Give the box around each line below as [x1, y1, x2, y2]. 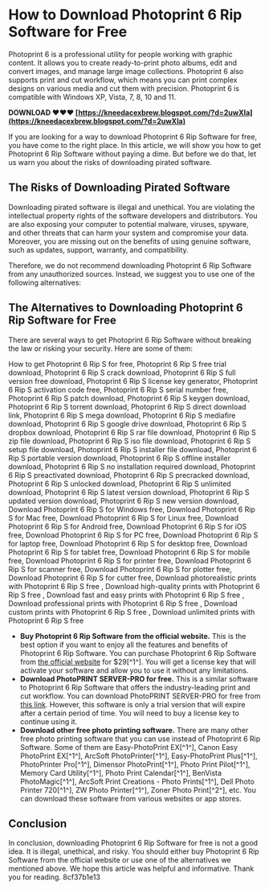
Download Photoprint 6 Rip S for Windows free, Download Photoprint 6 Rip [8, 505, 255, 514]
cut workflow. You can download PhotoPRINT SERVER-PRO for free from [19, 690, 261, 701]
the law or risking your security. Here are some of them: [8, 344, 194, 353]
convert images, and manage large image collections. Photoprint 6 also [8, 66, 244, 76]
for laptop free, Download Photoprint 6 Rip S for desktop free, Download [8, 538, 247, 548]
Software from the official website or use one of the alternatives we [8, 855, 231, 865]
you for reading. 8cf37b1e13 [8, 872, 100, 882]
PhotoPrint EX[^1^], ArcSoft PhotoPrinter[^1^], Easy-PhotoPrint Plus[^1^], [19, 751, 259, 760]
